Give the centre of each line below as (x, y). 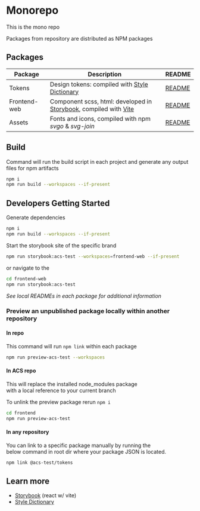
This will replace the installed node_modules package (72, 384)
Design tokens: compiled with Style (99, 84)
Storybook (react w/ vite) (46, 495)
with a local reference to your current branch (61, 390)
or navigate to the (28, 268)
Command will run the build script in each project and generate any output (97, 161)
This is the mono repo (33, 27)
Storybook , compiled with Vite (92, 109)
